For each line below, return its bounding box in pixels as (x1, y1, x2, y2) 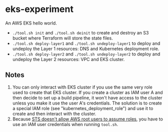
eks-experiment (5, 3, 74, 15)
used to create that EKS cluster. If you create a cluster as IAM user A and (12, 89, 163, 95)
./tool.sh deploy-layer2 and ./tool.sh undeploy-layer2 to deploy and (12, 51, 160, 57)
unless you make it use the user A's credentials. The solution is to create (12, 100, 162, 106)
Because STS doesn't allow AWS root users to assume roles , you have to (12, 116, 163, 122)
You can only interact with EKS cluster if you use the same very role (12, 84, 153, 90)
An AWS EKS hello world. (5, 20, 57, 26)
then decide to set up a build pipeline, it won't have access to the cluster (12, 94, 162, 100)
